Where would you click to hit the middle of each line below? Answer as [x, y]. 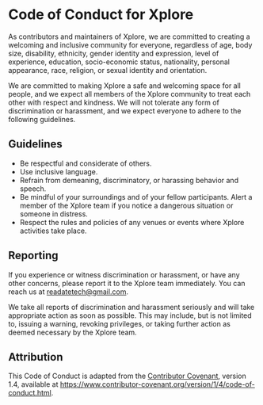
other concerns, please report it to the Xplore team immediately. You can [127, 283]
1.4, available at [33, 384]
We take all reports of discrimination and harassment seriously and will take [131, 307]
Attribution [36, 357]
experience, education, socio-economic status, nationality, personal [119, 62]
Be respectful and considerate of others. [86, 163]
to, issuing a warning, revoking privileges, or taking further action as [120, 323]
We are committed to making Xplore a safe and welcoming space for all [125, 86]
